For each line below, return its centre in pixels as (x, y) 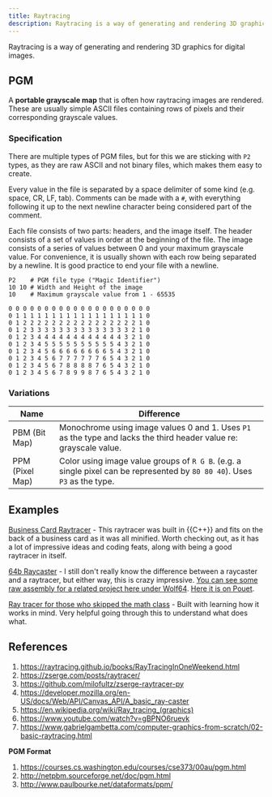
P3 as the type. (87, 481)
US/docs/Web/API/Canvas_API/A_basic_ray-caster (104, 701)
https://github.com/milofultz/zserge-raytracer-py (102, 683)
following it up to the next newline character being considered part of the (130, 206)
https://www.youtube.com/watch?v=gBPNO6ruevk (105, 718)
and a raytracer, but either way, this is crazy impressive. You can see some (133, 579)
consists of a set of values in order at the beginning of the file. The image (131, 239)
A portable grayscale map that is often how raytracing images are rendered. (136, 100)
